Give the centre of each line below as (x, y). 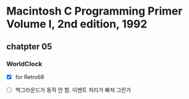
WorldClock (24, 64)
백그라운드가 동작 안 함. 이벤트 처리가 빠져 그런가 (73, 90)
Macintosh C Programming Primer (94, 11)
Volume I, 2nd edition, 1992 (77, 24)
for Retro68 (30, 77)
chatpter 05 (29, 46)
